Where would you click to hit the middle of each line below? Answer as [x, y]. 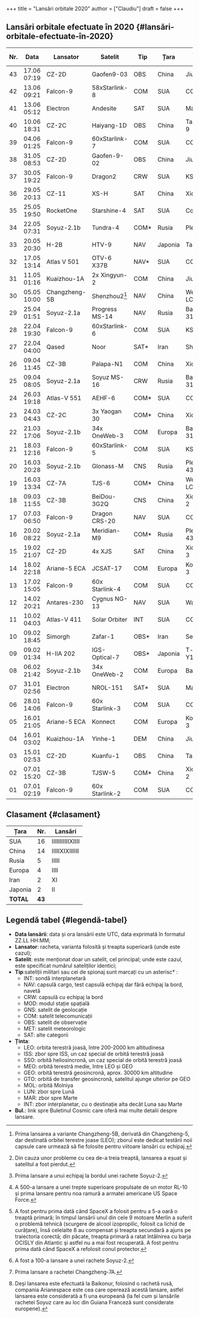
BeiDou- [104, 496]
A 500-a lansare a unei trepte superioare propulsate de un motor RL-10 [101, 1187]
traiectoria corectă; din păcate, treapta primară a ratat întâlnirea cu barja [103, 1237]
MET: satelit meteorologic [54, 1029]
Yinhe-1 [103, 738]
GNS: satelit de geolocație [55, 1010]
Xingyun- [114, 275]
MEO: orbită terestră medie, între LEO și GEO [78, 1067]
